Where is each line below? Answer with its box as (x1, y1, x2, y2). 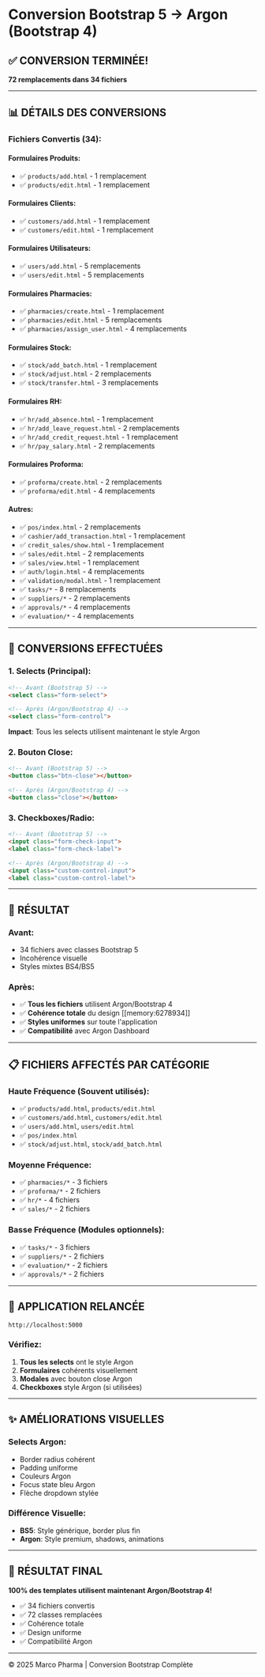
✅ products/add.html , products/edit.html (19, 1103, 156, 1113)
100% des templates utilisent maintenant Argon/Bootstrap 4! (8, 1585, 213, 1595)
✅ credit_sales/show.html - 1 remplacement (19, 539, 164, 549)
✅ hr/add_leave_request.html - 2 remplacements (19, 423, 180, 433)
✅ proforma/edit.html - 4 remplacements (19, 486, 155, 495)
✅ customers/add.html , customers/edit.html (19, 1113, 163, 1122)
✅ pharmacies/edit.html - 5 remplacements (19, 315, 162, 325)
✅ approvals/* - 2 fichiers (19, 1269, 105, 1278)
